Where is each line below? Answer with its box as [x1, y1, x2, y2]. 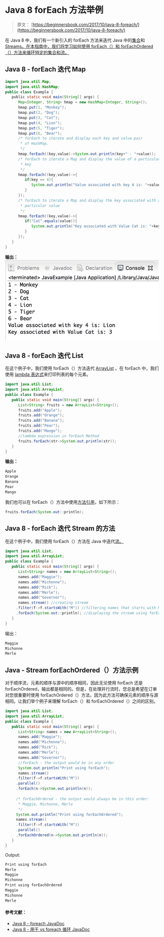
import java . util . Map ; [5, 79, 51, 84]
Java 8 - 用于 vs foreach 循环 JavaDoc [12, 926, 90, 932]
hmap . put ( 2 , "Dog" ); [18, 110, 60, 115]
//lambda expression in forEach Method [18, 433, 99, 439]
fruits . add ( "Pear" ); [18, 423, 60, 428]
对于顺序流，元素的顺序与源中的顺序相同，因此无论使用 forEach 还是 [5, 680, 143, 686]
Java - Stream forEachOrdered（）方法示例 [5, 666, 139, 674]
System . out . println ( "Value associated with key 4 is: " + [31, 182, 150, 188]
